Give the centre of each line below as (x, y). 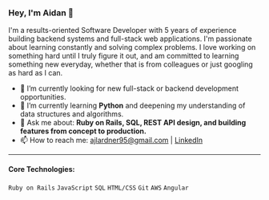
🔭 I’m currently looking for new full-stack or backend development (129, 88)
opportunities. (43, 97)
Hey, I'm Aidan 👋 (41, 13)
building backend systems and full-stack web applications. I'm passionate (130, 39)
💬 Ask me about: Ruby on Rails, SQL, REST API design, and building (133, 123)
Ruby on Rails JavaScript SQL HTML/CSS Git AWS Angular (99, 188)
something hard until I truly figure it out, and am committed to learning (124, 56)
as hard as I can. (36, 73)
